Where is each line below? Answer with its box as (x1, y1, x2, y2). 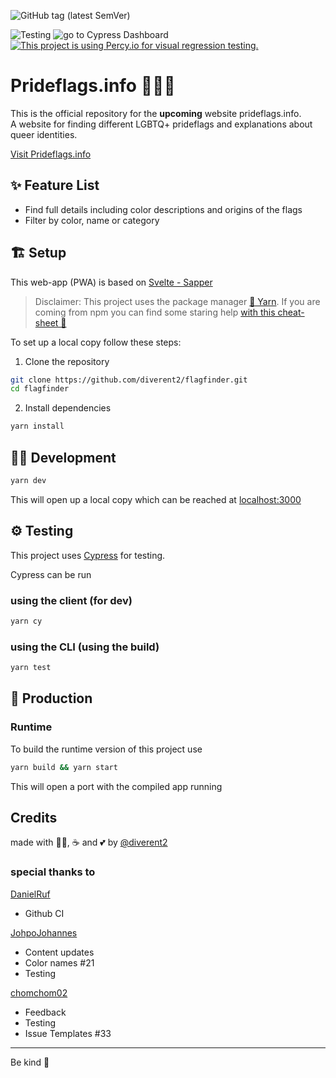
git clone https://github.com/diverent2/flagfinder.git (10, 375, 248, 385)
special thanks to (10, 865, 96, 879)
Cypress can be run (10, 568, 92, 580)
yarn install (10, 421, 65, 432)
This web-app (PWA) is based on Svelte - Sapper (10, 276, 213, 288)
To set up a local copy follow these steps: (10, 336, 182, 348)
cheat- (277, 306, 305, 318)
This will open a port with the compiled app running (10, 780, 223, 792)
